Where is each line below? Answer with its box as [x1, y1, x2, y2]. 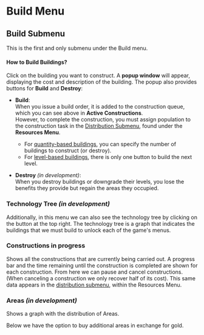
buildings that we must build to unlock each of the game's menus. [6, 226, 171, 234]
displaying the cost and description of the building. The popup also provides [6, 78, 197, 86]
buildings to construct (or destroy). [24, 147, 112, 154]
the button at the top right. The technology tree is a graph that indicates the [6, 220, 195, 227]
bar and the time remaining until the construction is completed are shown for [6, 262, 198, 269]
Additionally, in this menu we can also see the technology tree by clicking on [6, 214, 197, 221]
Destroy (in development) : [15, 172, 81, 179]
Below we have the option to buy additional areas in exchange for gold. [6, 322, 184, 329]
